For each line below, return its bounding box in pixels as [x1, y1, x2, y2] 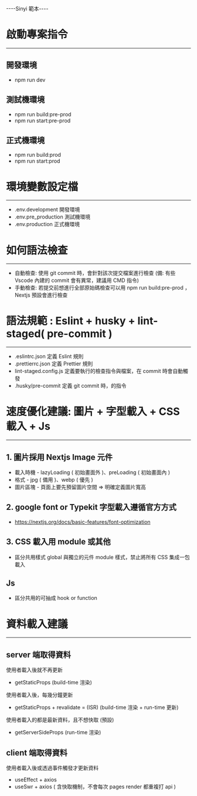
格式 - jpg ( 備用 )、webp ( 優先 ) [14, 476, 94, 483]
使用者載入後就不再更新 [6, 666, 63, 674]
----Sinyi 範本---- [6, 5, 49, 12]
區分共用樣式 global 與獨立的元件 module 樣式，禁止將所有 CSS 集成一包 [14, 553, 191, 560]
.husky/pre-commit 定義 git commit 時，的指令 [14, 382, 127, 389]
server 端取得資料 [6, 650, 72, 660]
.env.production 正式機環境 [14, 221, 80, 228]
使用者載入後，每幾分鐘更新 [6, 691, 73, 698]
